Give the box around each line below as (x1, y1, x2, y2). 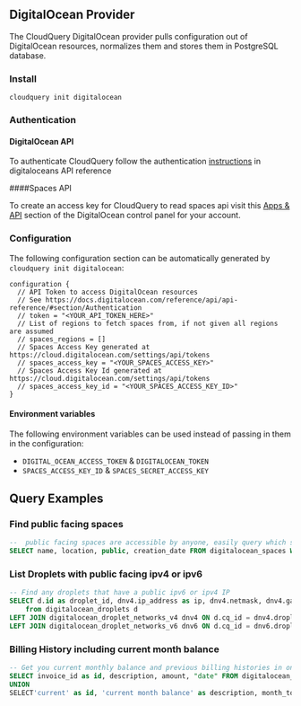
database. (9, 49, 47, 61)
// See (17, 296, 42, 304)
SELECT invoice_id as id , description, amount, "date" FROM (9, 672, 239, 681)
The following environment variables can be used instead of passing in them (9, 428, 291, 439)
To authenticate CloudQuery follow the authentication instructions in (9, 156, 262, 167)
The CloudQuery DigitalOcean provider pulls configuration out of (9, 31, 248, 41)
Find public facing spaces (9, 518, 124, 531)
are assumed (9, 327, 54, 336)
